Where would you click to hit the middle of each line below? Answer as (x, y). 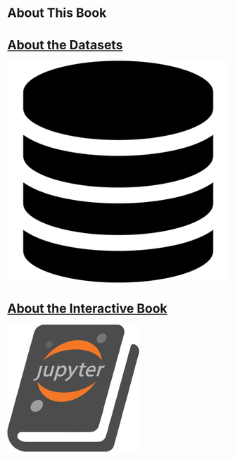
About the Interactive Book (87, 309)
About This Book (57, 13)
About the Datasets (65, 45)
